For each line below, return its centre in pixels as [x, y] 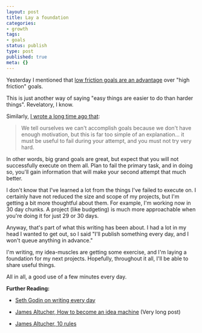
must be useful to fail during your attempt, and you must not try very [106, 140]
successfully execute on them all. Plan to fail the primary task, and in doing [99, 165]
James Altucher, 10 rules [46, 323]
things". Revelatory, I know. [40, 104]
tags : [13, 35]
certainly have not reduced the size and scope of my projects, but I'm [93, 196]
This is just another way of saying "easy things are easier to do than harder [100, 98]
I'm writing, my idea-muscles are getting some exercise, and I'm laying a [96, 252]
